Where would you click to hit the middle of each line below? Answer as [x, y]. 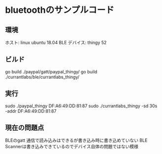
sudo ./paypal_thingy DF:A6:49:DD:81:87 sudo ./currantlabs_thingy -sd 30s [81, 106]
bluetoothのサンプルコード [60, 10]
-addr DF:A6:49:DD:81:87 [31, 111]
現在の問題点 [25, 128]
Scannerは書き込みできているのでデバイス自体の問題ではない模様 [72, 147]
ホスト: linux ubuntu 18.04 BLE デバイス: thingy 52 [56, 43]
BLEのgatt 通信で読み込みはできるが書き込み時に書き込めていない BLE [76, 140]
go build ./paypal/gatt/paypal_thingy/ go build [51, 71]
